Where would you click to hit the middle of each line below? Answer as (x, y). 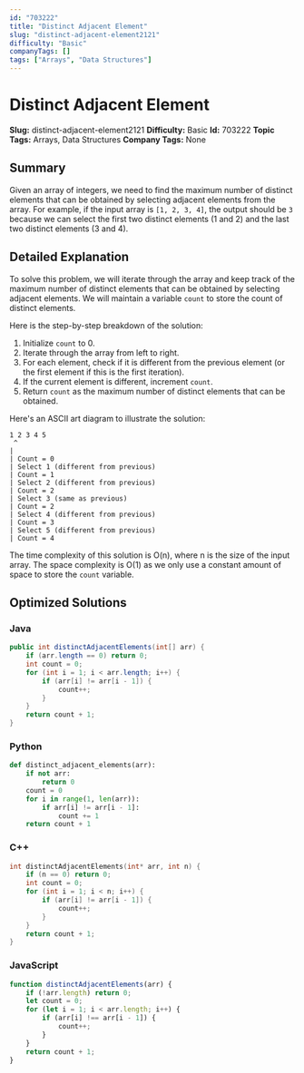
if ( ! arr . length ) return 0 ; (78, 993)
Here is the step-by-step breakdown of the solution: (107, 325)
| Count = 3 (32, 522)
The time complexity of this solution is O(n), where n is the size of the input (150, 555)
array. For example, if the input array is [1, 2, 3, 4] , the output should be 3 (151, 209)
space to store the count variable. (72, 574)
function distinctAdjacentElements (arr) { (91, 984)
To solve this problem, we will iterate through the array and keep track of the (152, 278)
